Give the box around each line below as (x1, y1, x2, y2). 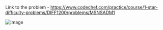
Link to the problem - (5, 4, 49, 10)
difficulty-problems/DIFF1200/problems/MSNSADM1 (5, 9, 115, 15)
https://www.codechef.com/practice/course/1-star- (50, 4, 158, 10)
